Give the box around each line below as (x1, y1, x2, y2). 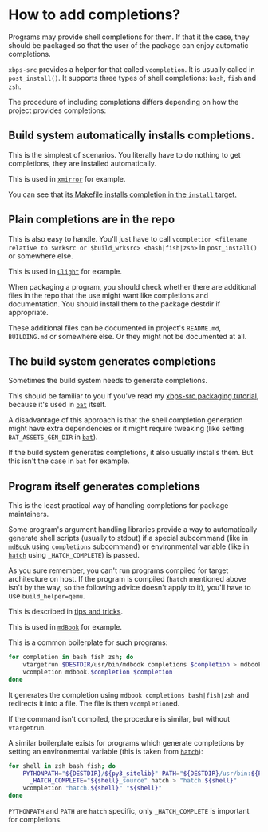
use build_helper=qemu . (8, 591, 85, 601)
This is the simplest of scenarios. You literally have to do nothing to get (8, 150, 241, 159)
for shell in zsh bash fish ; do (8, 762, 116, 770)
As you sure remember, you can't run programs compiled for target (8, 566, 229, 575)
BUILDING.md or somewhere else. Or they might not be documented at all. (8, 331, 247, 341)
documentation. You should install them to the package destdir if (8, 298, 221, 309)
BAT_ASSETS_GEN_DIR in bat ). (8, 432, 98, 442)
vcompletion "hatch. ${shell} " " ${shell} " (22, 784, 162, 793)
